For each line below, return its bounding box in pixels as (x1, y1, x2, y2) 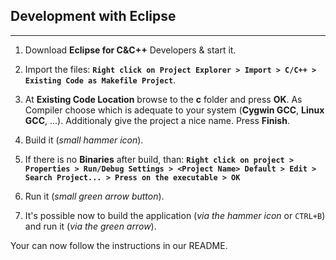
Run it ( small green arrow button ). (24, 190, 165, 202)
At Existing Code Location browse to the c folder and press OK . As (24, 93, 303, 105)
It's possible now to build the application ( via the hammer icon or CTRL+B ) (24, 209, 326, 221)
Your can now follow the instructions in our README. (10, 239, 228, 251)
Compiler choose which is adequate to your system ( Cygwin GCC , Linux (24, 104, 325, 116)
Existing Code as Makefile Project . (24, 74, 177, 86)
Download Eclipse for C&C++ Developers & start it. (24, 44, 237, 56)
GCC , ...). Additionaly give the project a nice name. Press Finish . (24, 114, 290, 126)
